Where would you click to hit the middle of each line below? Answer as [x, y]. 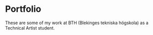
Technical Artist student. [30, 28]
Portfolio [23, 9]
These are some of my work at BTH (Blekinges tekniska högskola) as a [77, 23]
